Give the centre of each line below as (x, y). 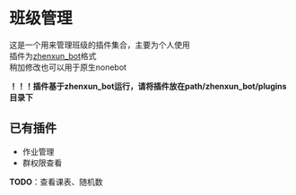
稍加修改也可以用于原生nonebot (68, 67)
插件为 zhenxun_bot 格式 (53, 55)
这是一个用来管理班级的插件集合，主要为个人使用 (100, 45)
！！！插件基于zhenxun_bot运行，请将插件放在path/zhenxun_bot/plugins (148, 86)
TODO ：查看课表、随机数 (56, 182)
